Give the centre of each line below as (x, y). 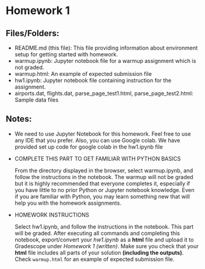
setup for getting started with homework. (66, 54)
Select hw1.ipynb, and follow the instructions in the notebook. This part (104, 226)
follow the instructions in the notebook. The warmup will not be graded (104, 177)
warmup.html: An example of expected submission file (83, 74)
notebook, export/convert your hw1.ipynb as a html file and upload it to (104, 240)
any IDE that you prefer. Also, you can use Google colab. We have (97, 140)
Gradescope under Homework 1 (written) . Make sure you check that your (106, 246)
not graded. (29, 67)
